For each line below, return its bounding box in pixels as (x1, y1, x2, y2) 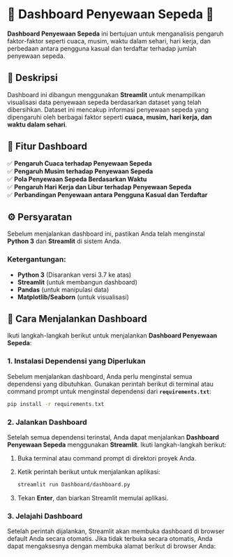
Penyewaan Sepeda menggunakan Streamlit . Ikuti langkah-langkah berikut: (7, 440, 227, 449)
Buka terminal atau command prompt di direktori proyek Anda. (17, 454, 197, 462)
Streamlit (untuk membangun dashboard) (17, 277, 138, 286)
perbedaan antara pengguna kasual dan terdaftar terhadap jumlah (7, 44, 197, 52)
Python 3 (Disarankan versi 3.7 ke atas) (17, 270, 132, 279)
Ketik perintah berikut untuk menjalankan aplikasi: (17, 468, 160, 476)
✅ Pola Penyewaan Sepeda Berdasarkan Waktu (7, 175, 147, 183)
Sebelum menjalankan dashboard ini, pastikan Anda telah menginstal (7, 230, 205, 238)
